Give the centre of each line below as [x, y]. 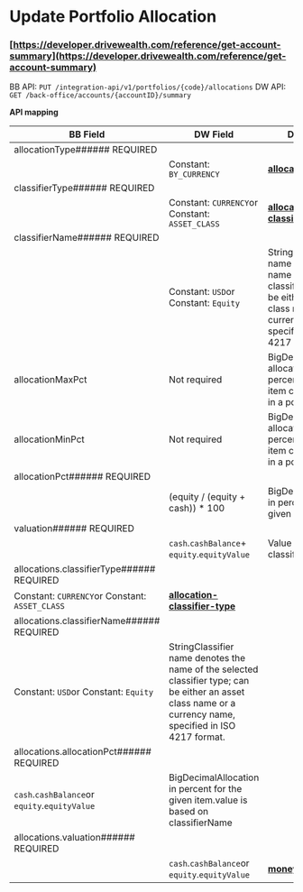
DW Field [214, 134]
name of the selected [213, 669]
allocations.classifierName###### [87, 621]
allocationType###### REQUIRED [86, 150]
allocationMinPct [50, 439]
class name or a [202, 703]
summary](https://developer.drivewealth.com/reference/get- [148, 56]
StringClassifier [201, 647]
